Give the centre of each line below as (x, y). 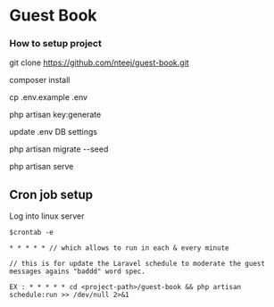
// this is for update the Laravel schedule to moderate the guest (137, 264)
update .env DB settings (54, 132)
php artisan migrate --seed (59, 149)
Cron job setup (51, 194)
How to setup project (56, 44)
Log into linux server (47, 216)
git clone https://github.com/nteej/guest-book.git (99, 62)
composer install (40, 80)
